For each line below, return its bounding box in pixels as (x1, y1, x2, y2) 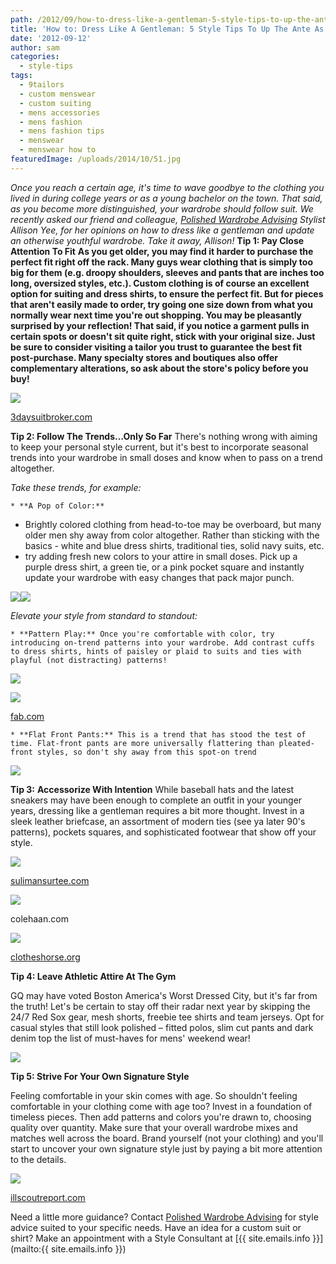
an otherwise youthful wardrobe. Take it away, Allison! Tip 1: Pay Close (10, 234, 305, 246)
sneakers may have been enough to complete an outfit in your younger (10, 794, 303, 806)
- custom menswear (19, 89, 97, 99)
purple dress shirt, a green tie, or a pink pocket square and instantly (24, 561, 305, 573)
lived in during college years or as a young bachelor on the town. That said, (10, 192, 323, 204)
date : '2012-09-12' (10, 33, 92, 43)
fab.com (10, 710, 45, 722)
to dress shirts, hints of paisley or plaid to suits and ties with (10, 646, 302, 656)
